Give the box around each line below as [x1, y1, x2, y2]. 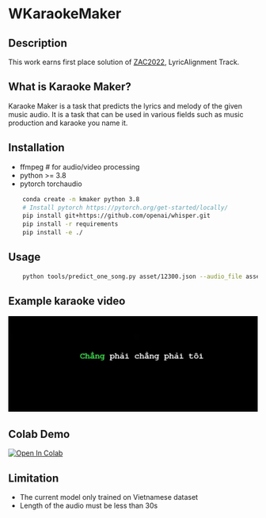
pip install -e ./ [22, 229, 83, 237]
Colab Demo [8, 427, 70, 440]
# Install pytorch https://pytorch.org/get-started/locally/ [22, 204, 228, 211]
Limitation [8, 471, 59, 485]
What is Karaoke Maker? [8, 80, 132, 93]
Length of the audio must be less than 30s [19, 501, 158, 511]
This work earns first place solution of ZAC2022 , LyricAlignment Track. [8, 57, 240, 67]
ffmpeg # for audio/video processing [19, 162, 140, 171]
